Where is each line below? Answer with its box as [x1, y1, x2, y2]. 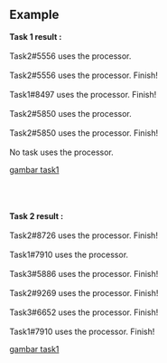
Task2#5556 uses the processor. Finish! [9, 70, 158, 81]
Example [9, 7, 60, 23]
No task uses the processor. [9, 147, 115, 158]
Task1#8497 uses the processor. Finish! [9, 89, 157, 100]
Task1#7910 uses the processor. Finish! [9, 326, 155, 337]
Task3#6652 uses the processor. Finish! [9, 307, 159, 318]
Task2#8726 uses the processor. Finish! [9, 230, 158, 241]
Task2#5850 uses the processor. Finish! [9, 127, 159, 139]
